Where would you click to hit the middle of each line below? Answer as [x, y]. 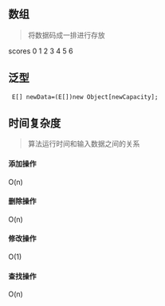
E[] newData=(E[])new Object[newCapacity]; [85, 97]
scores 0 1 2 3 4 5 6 [41, 51]
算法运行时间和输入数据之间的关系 [84, 144]
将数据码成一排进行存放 [66, 35]
